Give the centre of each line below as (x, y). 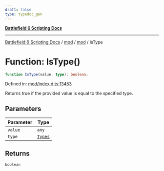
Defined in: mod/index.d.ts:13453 (39, 84)
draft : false (18, 9)
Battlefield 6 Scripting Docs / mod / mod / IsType (54, 42)
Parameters (23, 108)
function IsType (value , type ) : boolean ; (47, 75)
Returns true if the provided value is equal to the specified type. (69, 94)
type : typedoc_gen (24, 14)
